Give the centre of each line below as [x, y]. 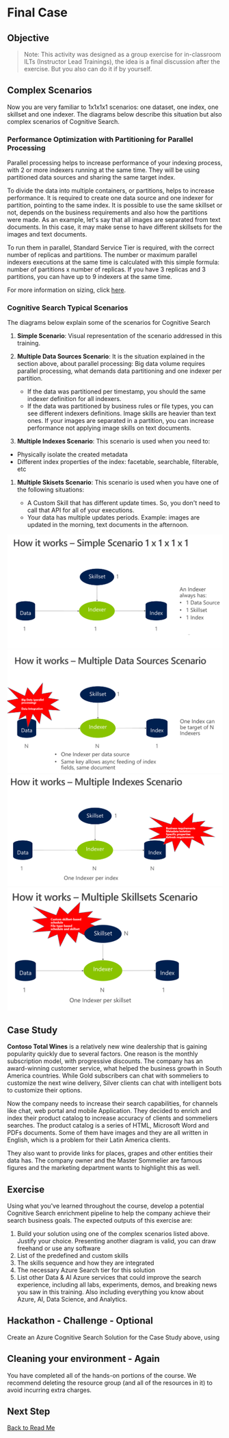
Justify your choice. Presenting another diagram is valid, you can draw [117, 1241]
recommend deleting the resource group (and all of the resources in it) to [110, 1382]
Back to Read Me [31, 1428]
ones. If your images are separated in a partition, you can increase [120, 421]
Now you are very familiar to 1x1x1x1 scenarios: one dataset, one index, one [113, 107]
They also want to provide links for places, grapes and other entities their [110, 1154]
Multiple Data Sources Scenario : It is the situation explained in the [111, 356]
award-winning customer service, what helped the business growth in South [114, 1069]
